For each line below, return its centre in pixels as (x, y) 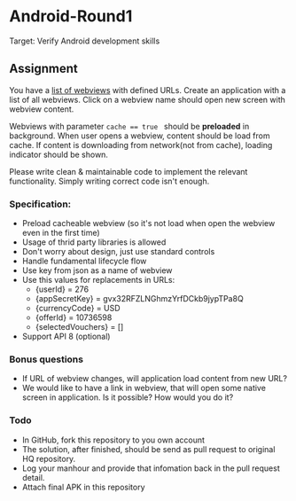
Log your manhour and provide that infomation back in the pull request (151, 468)
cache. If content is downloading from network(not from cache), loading (141, 145)
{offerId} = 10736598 (74, 317)
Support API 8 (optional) (66, 337)
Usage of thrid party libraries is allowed (94, 242)
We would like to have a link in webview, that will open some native (144, 388)
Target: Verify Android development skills (85, 41)
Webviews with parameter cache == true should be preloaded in (129, 126)
